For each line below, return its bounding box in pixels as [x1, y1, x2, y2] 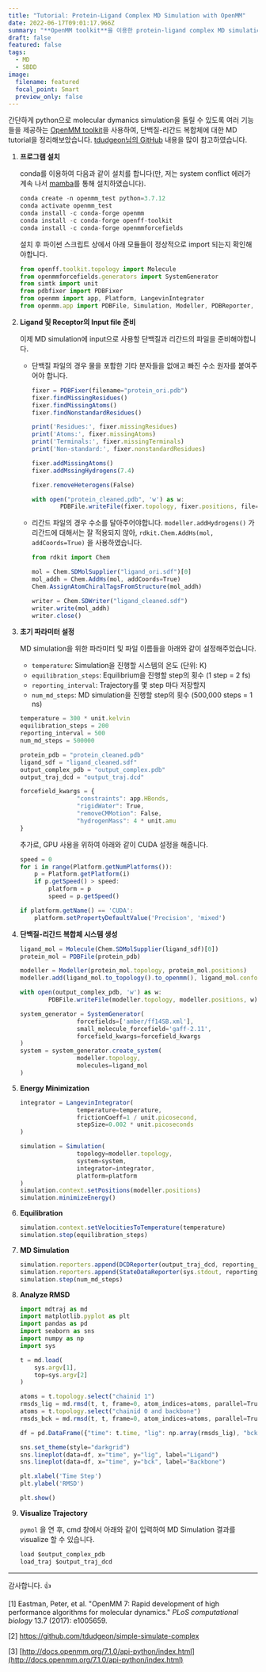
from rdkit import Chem [31, 554, 111, 562]
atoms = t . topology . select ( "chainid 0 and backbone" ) [19, 1407, 201, 1415]
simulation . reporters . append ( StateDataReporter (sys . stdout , [19, 1268, 222, 1276]
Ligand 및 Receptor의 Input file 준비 [19, 317, 136, 326]
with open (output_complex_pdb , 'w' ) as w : [19, 988, 162, 997]
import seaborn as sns [19, 1327, 95, 1335]
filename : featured [15, 78, 80, 86]
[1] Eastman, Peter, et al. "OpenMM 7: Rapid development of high [8, 1598, 220, 1609]
